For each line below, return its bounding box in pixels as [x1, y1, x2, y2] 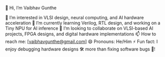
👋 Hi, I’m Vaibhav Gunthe [5, 5, 57, 11]
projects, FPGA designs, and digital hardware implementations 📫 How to [5, 31, 156, 37]
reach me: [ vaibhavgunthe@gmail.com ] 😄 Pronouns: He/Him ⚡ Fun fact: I [5, 38, 158, 44]
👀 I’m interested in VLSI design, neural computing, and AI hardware [5, 15, 144, 20]
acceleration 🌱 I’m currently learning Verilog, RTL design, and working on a [5, 20, 160, 26]
